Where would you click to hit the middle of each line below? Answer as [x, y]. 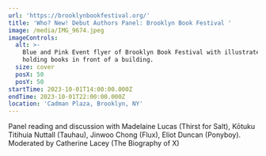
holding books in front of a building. [88, 60]
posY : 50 [30, 82]
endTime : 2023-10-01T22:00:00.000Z [67, 97]
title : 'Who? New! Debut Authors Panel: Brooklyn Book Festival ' [120, 23]
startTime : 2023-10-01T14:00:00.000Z [70, 89]
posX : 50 [30, 74]
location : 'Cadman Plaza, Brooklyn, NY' [76, 104]
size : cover [35, 67]
